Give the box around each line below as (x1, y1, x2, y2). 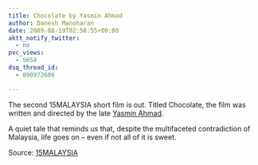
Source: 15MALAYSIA (8, 147, 78, 157)
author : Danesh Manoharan (8, 19, 94, 27)
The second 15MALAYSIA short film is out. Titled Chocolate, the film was (8, 100, 247, 109)
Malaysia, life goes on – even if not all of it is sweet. (8, 132, 177, 142)
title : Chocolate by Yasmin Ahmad (8, 11, 123, 20)
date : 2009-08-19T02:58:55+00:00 (8, 26, 119, 34)
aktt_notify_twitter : (8, 33, 80, 42)
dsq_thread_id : (8, 64, 59, 72)
